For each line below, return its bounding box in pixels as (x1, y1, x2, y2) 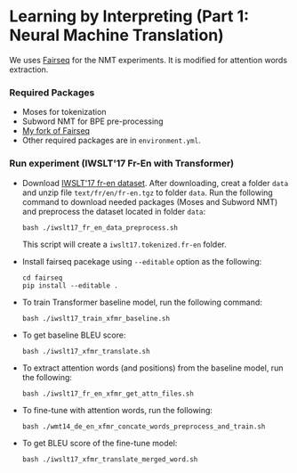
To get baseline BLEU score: (21, 330, 126, 340)
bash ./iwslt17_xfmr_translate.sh (21, 347, 150, 355)
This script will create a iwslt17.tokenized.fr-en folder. (21, 239, 227, 249)
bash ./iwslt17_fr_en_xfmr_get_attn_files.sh (21, 389, 194, 398)
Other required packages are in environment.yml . (21, 135, 202, 146)
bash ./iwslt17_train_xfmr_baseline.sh (21, 314, 171, 322)
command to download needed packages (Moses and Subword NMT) (21, 196, 278, 207)
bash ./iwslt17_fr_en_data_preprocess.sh (21, 223, 178, 232)
